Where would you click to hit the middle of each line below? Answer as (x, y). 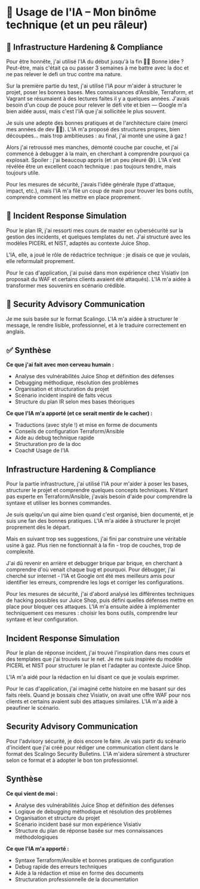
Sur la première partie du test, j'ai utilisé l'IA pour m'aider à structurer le (94, 86)
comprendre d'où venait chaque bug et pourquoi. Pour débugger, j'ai (91, 569)
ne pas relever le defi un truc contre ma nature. (64, 74)
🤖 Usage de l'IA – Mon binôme (81, 12)
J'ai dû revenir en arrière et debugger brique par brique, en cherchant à (94, 563)
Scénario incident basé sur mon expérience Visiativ (78, 824)
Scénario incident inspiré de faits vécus (63, 396)
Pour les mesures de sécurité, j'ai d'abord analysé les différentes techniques (100, 594)
